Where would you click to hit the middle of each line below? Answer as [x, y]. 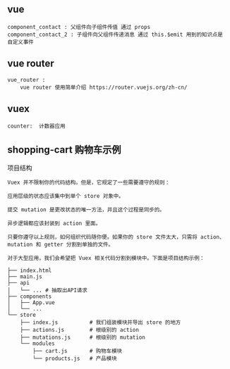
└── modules [37, 344]
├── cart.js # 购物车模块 [77, 351]
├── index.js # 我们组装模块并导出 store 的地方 [101, 323]
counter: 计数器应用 [36, 126]
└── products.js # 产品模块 [75, 359]
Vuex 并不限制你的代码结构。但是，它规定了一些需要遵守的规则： [89, 183]
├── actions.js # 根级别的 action [80, 330]
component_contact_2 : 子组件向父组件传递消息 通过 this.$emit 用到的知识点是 [115, 35]
